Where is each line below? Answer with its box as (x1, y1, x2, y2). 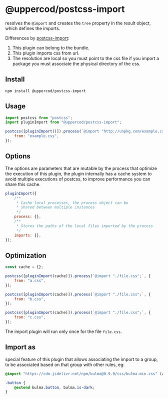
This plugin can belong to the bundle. (12, 44, 89, 50)
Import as (5, 343, 36, 351)
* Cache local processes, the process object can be (16, 200, 128, 205)
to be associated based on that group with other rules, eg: (5, 361, 125, 367)
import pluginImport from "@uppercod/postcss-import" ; (5, 120, 122, 125)
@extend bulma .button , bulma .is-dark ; (14, 385, 95, 390)
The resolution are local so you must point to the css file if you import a (12, 55, 159, 61)
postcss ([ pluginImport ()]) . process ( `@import (5, 129, 99, 134)
